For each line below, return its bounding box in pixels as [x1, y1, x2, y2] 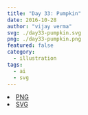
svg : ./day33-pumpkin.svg [7, 29, 81, 36]
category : [7, 49, 36, 56]
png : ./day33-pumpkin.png [7, 36, 81, 43]
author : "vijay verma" [7, 23, 72, 30]
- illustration [13, 55, 57, 62]
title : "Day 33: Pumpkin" [7, 10, 81, 17]
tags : [7, 61, 23, 68]
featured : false [7, 42, 54, 49]
